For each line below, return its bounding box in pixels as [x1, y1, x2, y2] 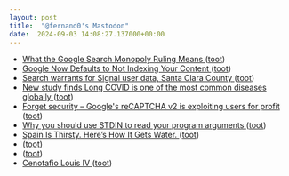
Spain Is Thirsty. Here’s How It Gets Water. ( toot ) [21, 130, 200, 140]
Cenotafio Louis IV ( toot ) [21, 157, 113, 169]
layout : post [9, 12, 58, 22]
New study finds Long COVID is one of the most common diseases [21, 82, 267, 93]
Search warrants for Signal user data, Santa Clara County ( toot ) [21, 73, 255, 84]
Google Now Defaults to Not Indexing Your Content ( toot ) [21, 63, 232, 74]
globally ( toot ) [21, 92, 74, 102]
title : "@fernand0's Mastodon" [9, 21, 129, 30]
